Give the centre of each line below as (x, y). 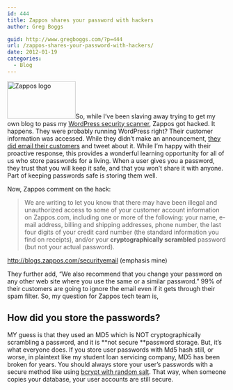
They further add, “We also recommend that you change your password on (115, 274)
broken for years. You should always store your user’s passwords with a (110, 364)
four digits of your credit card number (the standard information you (121, 232)
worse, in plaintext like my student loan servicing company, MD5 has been (114, 357)
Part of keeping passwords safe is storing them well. (82, 175)
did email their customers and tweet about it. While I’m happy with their (109, 146)
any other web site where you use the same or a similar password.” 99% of (115, 281)
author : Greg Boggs (35, 26)
